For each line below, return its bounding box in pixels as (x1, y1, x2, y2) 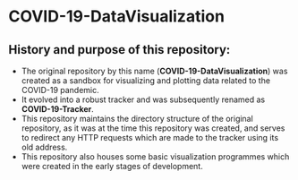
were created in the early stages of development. (21, 161, 203, 171)
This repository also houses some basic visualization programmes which (21, 151, 290, 162)
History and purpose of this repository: (8, 42, 231, 57)
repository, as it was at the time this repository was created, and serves (21, 123, 285, 133)
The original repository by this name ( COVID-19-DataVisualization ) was (21, 65, 288, 76)
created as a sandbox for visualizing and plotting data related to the (21, 75, 270, 86)
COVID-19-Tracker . (21, 104, 95, 114)
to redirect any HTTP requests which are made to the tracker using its (21, 133, 279, 142)
